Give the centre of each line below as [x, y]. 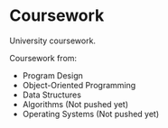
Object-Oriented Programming [79, 85]
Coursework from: [43, 58]
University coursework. [53, 41]
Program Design [52, 75]
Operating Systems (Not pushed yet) [91, 114]
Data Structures [51, 95]
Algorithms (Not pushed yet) [75, 104]
